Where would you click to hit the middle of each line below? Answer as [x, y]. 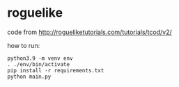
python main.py [29, 77]
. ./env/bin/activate [39, 64]
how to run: [24, 45]
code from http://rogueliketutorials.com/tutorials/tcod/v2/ [89, 32]
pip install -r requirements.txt [56, 70]
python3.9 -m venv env [40, 58]
